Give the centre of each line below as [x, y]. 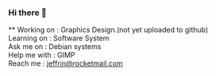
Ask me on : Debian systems [55, 47]
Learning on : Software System [59, 38]
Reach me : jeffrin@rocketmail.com [66, 63]
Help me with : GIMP [42, 55]
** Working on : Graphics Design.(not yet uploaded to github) [108, 30]
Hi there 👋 [28, 13]
